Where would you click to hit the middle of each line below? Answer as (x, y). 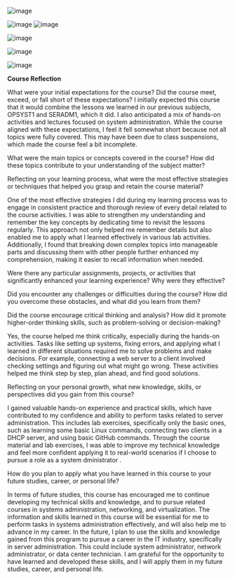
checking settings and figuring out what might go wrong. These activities (113, 366)
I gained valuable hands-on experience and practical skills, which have (109, 408)
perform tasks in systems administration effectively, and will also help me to (117, 524)
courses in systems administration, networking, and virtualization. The (109, 509)
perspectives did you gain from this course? (71, 394)
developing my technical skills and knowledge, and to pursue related (106, 502)
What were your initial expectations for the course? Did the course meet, (112, 92)
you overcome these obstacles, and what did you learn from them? (104, 302)
